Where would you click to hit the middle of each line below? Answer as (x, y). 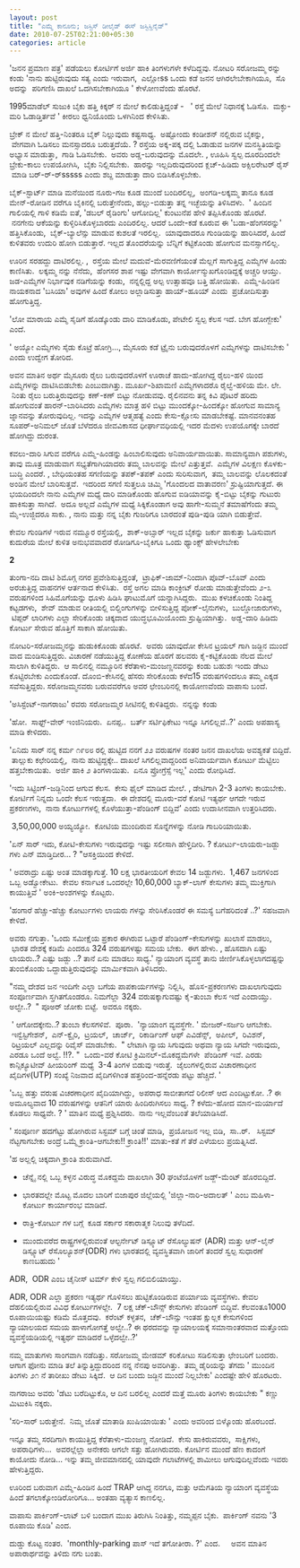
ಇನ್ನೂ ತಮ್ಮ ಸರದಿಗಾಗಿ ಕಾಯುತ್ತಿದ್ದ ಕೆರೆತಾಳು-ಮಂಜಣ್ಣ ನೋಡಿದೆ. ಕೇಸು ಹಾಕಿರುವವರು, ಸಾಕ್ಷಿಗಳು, (135, 1439)
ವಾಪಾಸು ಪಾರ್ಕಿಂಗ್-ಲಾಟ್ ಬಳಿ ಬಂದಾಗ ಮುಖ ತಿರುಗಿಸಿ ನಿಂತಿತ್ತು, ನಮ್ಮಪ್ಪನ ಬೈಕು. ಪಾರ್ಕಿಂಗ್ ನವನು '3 (143, 1515)
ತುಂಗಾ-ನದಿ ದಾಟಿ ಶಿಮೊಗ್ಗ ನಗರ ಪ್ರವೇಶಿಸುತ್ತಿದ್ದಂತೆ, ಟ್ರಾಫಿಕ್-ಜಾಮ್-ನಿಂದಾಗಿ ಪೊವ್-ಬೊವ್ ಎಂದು (137, 577)
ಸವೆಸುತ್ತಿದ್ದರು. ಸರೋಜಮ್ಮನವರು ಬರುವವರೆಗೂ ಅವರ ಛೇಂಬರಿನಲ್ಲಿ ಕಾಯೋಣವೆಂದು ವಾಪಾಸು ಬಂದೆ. (139, 686)
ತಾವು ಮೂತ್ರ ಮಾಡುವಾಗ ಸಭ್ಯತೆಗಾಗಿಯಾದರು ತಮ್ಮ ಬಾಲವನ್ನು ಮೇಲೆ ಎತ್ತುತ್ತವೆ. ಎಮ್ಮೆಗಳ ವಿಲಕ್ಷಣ (136, 463)
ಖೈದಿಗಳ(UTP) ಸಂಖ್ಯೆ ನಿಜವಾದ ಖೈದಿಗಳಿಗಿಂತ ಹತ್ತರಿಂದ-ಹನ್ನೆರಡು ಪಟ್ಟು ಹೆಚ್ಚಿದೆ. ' (116, 1075)
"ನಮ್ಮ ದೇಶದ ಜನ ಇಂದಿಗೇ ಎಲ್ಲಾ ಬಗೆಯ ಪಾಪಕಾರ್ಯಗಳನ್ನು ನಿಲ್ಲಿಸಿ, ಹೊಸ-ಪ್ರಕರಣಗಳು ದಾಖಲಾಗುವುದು (146, 986)
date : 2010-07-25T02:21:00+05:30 (72, 34)
